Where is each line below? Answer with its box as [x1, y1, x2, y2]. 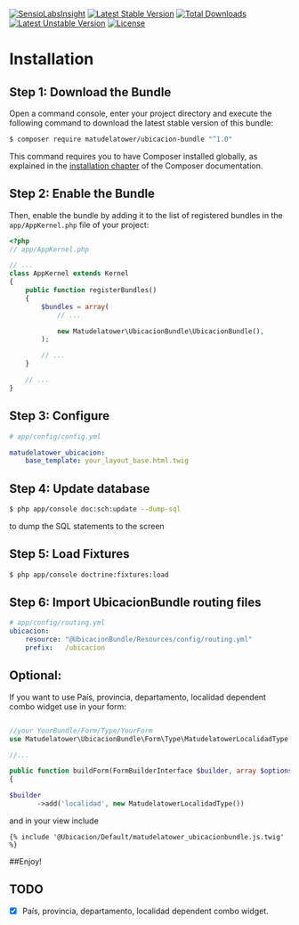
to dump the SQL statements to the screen [9, 520, 165, 531]
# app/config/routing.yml [9, 618, 105, 627]
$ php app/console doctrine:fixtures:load [9, 570, 169, 579]
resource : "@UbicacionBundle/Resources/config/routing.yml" [25, 635, 253, 644]
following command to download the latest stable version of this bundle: [9, 118, 274, 128]
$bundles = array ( [41, 302, 109, 311]
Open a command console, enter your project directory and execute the [9, 108, 272, 119]
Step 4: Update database [9, 481, 150, 496]
